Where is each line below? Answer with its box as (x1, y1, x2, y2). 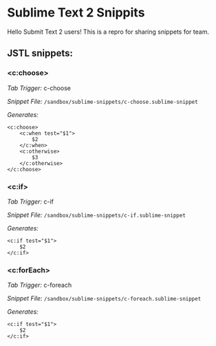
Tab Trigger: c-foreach (7, 281, 72, 290)
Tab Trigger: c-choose (7, 84, 71, 92)
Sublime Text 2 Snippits (7, 5, 145, 21)
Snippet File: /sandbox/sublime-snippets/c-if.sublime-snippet (7, 210, 186, 219)
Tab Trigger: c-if (7, 197, 54, 206)
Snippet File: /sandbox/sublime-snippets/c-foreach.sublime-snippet (7, 294, 202, 303)
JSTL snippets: (7, 47, 74, 59)
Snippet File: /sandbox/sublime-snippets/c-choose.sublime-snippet (7, 97, 198, 105)
